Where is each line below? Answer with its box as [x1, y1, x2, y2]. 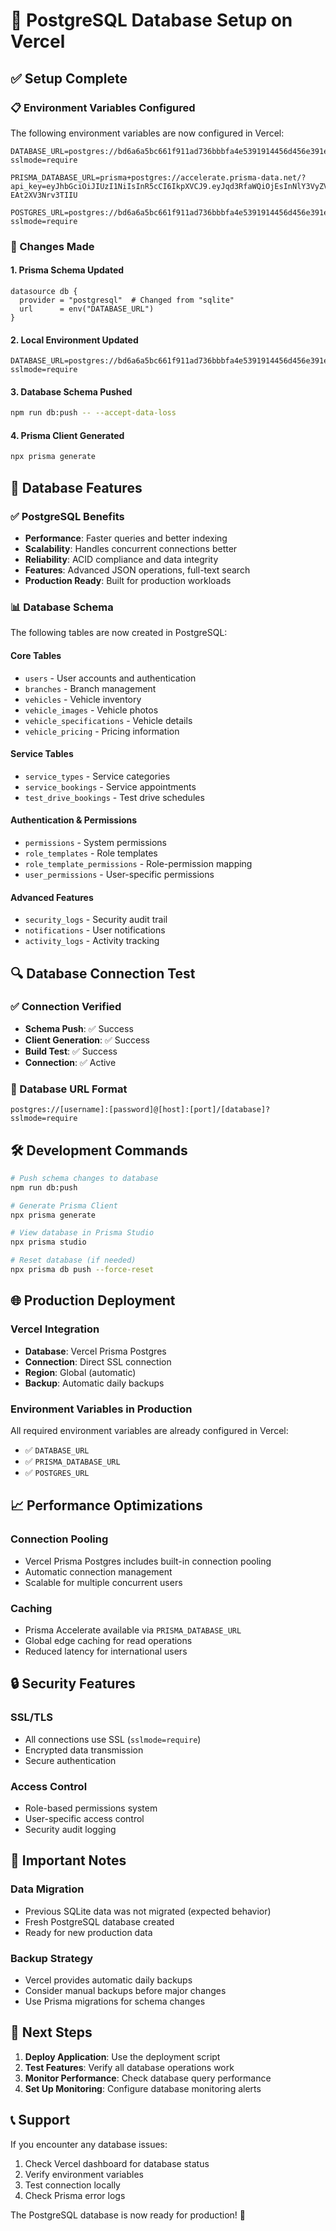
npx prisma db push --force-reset [10, 1265, 155, 1275]
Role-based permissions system [24, 1802, 158, 1814]
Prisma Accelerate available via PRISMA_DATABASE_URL [24, 1624, 242, 1636]
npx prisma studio [10, 1237, 87, 1248]
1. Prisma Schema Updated [10, 264, 125, 276]
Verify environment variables [24, 2168, 144, 2180]
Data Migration [10, 1882, 85, 1896]
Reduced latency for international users [24, 1645, 188, 1657]
